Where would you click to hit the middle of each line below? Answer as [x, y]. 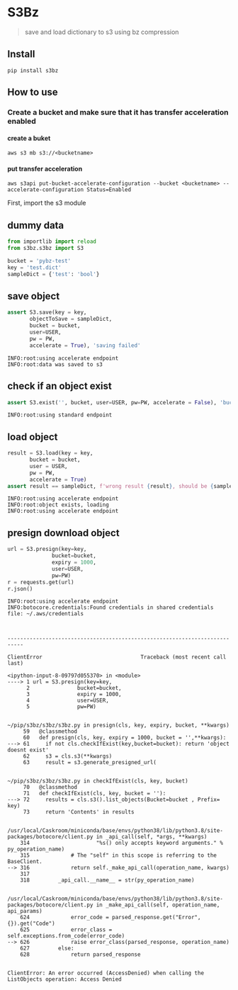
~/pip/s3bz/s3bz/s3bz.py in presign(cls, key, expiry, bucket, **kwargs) [119, 726]
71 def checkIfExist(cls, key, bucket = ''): [95, 794]
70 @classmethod [50, 787]
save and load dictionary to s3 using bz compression [102, 32]
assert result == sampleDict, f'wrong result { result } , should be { [110, 486]
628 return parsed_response [80, 955]
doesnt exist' [28, 750]
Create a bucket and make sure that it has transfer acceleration [118, 113]
